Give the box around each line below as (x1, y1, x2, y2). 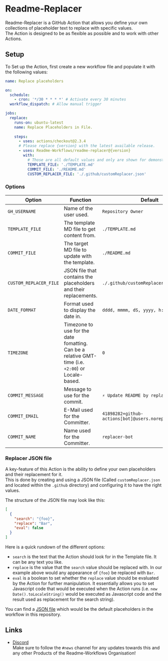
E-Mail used (63, 406, 93, 413)
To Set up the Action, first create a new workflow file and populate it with (5, 63, 155, 69)
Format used (63, 300, 93, 307)
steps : (14, 134, 28, 139)
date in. (63, 312, 81, 319)
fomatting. (63, 340, 88, 347)
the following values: (5, 69, 48, 75)
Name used (63, 427, 91, 434)
